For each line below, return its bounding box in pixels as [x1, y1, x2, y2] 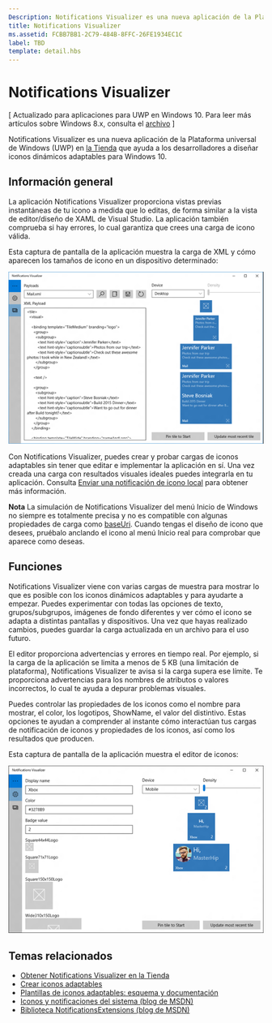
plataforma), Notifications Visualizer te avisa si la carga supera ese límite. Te [8, 666, 263, 676]
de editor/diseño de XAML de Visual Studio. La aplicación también [8, 213, 229, 223]
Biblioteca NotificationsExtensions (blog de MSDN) [19, 1005, 190, 1015]
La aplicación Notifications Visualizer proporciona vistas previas [8, 196, 222, 206]
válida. [8, 231, 31, 241]
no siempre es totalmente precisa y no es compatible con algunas [8, 510, 228, 520]
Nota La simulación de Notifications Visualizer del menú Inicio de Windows [8, 501, 258, 511]
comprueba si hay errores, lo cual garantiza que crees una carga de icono [8, 222, 255, 232]
